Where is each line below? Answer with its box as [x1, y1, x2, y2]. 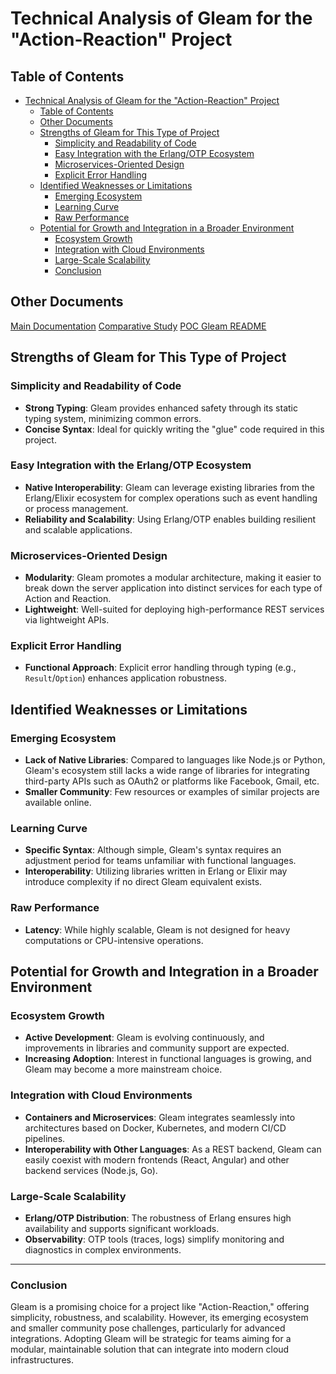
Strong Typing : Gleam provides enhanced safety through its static [24, 402, 298, 414]
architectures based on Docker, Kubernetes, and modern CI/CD [24, 1122, 287, 1134]
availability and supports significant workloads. [24, 1222, 220, 1234]
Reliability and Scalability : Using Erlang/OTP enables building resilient [24, 513, 317, 525]
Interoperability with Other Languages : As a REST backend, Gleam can [24, 1143, 322, 1155]
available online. [24, 797, 92, 809]
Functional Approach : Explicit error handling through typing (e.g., [24, 662, 297, 674]
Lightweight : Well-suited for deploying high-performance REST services [24, 603, 325, 616]
